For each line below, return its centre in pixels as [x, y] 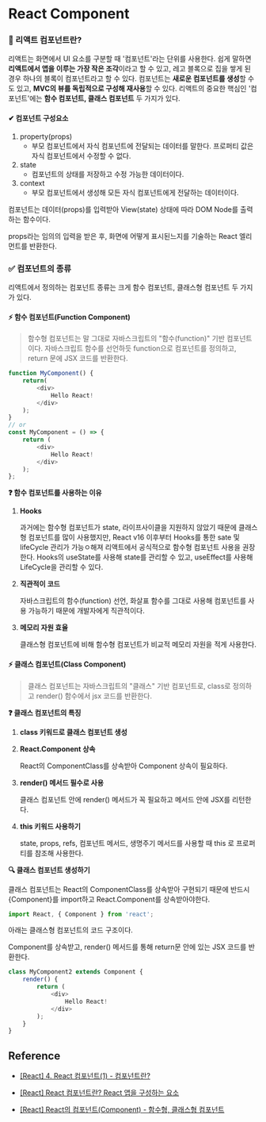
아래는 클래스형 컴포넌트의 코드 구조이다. [70, 930]
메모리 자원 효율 [44, 628]
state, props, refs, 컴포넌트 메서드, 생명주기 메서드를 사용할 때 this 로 [127, 843]
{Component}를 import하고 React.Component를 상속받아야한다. [109, 899]
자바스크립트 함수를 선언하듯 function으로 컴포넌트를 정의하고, [141, 348]
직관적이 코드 [40, 584]
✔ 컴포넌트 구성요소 [38, 118]
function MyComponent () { [51, 374]
